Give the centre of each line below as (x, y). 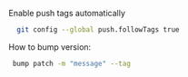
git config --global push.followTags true (98, 30)
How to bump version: (50, 47)
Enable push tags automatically (67, 13)
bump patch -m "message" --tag (71, 63)
